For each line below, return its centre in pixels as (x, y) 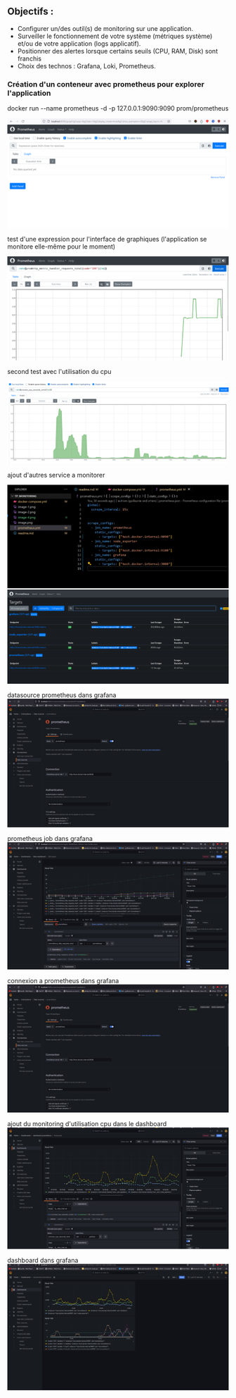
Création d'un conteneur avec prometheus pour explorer (106, 84)
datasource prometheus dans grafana (62, 695)
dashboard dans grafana (43, 1260)
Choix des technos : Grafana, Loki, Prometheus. (86, 65)
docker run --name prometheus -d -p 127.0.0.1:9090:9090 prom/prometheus (118, 108)
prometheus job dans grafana (50, 838)
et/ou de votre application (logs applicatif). (79, 43)
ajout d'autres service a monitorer (56, 475)
